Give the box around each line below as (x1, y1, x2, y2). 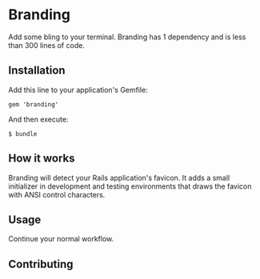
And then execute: (8, 114, 69, 124)
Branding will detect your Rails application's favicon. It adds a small (8, 173, 230, 182)
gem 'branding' (8, 100, 59, 109)
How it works (8, 152, 75, 165)
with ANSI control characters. (8, 189, 106, 199)
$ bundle (8, 130, 38, 138)
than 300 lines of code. (8, 40, 86, 50)
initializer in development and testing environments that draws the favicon (8, 181, 252, 191)
